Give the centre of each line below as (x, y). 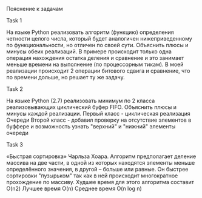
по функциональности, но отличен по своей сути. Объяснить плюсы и (97, 45)
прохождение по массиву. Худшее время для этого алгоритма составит (100, 182)
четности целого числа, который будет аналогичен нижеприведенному (99, 38)
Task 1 (14, 20)
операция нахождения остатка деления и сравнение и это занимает (95, 58)
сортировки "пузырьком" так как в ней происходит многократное (92, 176)
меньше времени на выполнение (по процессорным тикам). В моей (95, 64)
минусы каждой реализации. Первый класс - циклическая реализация (99, 114)
